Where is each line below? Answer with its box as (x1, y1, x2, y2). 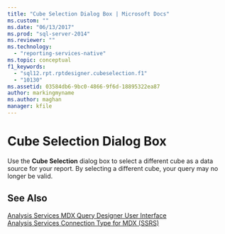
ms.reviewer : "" (7, 37, 55, 44)
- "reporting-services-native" (13, 50, 106, 57)
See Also (7, 192, 48, 204)
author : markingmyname (7, 89, 75, 96)
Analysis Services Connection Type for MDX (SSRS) (7, 218, 160, 227)
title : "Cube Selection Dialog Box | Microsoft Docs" (7, 10, 170, 18)
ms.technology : (7, 43, 53, 50)
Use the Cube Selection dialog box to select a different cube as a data (7, 157, 214, 165)
